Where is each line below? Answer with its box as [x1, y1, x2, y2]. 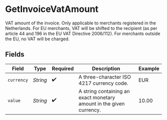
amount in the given [79, 100, 125, 107]
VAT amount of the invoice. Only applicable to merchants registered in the [5, 20, 157, 26]
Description [91, 65, 120, 72]
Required [52, 65, 74, 72]
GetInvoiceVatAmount [5, 3, 98, 15]
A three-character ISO [79, 73, 131, 80]
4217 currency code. [79, 80, 128, 87]
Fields [5, 50, 25, 59]
